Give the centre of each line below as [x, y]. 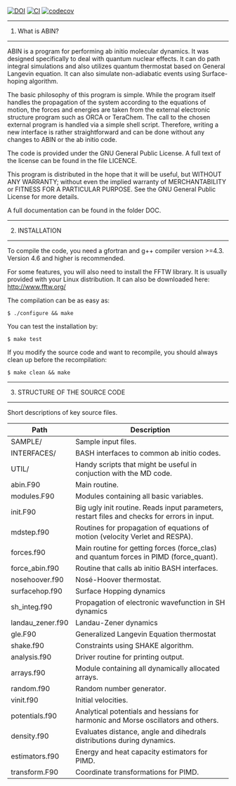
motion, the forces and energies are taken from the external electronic [109, 110]
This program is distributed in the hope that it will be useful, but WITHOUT [114, 174]
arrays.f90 [28, 673]
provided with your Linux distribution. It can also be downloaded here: [109, 279]
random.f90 [31, 689]
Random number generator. [121, 689]
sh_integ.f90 [32, 607]
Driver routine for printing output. [130, 657]
